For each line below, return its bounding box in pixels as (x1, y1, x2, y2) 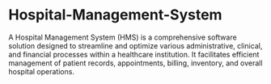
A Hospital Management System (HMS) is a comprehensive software (8, 32, 237, 42)
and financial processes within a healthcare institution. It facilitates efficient (8, 49, 260, 59)
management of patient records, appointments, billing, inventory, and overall (8, 58, 263, 68)
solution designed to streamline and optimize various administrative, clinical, (8, 40, 263, 50)
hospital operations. (8, 66, 75, 76)
